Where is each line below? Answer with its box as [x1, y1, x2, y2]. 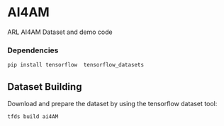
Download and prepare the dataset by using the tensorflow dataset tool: [7, 100, 218, 108]
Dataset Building [7, 81, 82, 93]
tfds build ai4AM [7, 113, 59, 120]
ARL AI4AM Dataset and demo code [7, 28, 113, 36]
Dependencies [7, 45, 59, 55]
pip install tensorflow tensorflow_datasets [7, 62, 144, 69]
